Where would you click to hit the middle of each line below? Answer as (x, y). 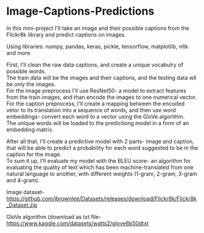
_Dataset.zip (22, 205)
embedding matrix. (30, 129)
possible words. (26, 71)
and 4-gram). (23, 180)
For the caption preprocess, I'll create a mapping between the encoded (96, 103)
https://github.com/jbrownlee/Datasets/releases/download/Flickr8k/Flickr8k (101, 198)
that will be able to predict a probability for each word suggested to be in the (102, 148)
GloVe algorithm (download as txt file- (54, 217)
